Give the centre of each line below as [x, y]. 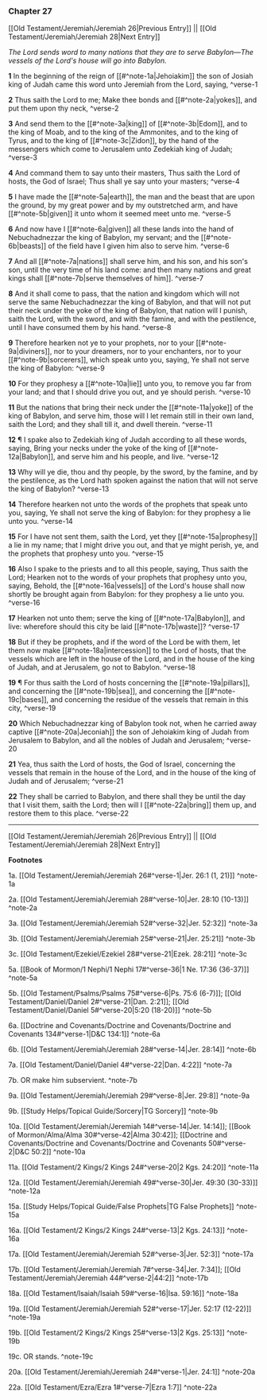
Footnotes [25, 860]
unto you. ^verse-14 [41, 522]
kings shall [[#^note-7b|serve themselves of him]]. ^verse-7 [106, 278]
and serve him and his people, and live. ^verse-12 [138, 457]
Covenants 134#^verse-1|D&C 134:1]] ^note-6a [84, 1034]
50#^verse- [227, 1143]
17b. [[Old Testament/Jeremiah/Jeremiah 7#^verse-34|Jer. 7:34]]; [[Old [124, 1270]
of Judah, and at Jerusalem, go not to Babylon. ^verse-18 [102, 667]
